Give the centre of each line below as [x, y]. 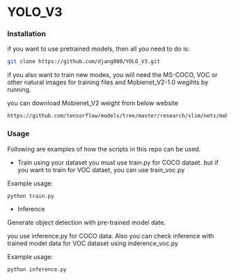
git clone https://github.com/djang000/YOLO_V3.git [84, 62]
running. [19, 90]
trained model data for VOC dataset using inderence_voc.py [93, 243]
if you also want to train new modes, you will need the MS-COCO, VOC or [112, 75]
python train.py [31, 196]
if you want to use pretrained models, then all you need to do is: [99, 49]
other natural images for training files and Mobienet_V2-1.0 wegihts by [108, 82]
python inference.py [37, 270]
